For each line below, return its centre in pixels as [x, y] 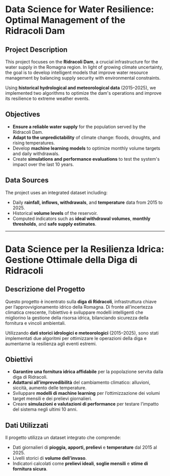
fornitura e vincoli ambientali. [35, 323]
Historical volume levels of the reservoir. [55, 213]
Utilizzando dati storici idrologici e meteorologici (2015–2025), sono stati [82, 333]
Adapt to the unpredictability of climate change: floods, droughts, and [86, 137]
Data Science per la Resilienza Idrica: [85, 249]
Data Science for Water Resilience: [80, 9]
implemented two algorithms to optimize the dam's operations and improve [83, 93]
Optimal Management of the [65, 20]
